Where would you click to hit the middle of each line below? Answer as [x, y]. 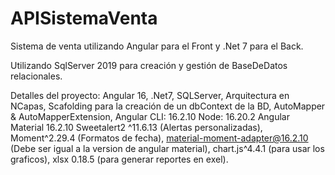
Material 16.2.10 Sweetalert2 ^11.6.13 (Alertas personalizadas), [136, 127]
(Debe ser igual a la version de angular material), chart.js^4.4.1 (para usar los [167, 148]
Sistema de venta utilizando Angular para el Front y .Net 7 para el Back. [157, 46]
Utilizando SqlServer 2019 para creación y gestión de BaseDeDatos [149, 65]
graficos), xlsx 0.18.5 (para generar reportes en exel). [119, 159]
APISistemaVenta [84, 18]
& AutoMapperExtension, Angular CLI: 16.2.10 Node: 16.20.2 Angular [150, 116]
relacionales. [36, 76]
